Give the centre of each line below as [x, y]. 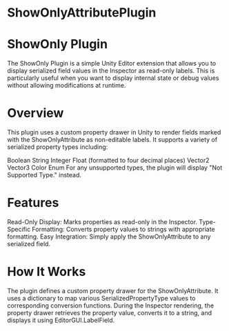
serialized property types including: [58, 147]
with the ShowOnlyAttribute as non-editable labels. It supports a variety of [112, 140]
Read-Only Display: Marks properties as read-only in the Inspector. [102, 222]
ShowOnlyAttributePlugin [82, 13]
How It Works [47, 272]
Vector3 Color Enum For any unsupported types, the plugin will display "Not [115, 168]
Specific [19, 229]
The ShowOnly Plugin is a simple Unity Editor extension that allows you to [111, 63]
